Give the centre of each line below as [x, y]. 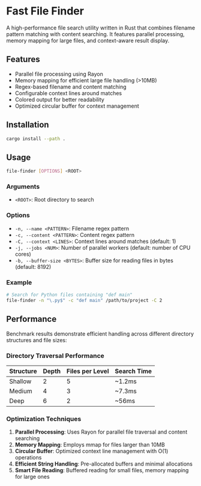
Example [19, 282]
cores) [23, 254]
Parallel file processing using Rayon [59, 74]
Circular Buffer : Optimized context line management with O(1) [91, 451]
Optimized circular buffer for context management [77, 106]
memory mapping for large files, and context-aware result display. [88, 40]
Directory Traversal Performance [55, 355]
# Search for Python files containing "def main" [70, 295]
